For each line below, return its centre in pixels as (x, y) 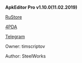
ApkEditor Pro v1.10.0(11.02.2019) (41, 7)
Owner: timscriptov (25, 46)
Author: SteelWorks (26, 56)
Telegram (15, 37)
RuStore (14, 17)
